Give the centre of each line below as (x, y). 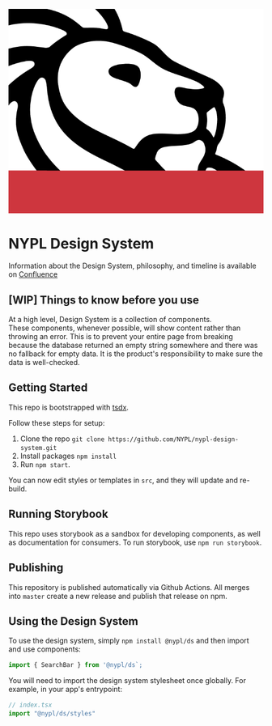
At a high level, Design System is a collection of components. (110, 320)
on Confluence (33, 274)
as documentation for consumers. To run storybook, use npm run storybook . (135, 542)
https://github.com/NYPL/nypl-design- (173, 439)
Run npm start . (45, 464)
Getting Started (48, 388)
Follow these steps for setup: (57, 422)
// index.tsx (30, 705)
